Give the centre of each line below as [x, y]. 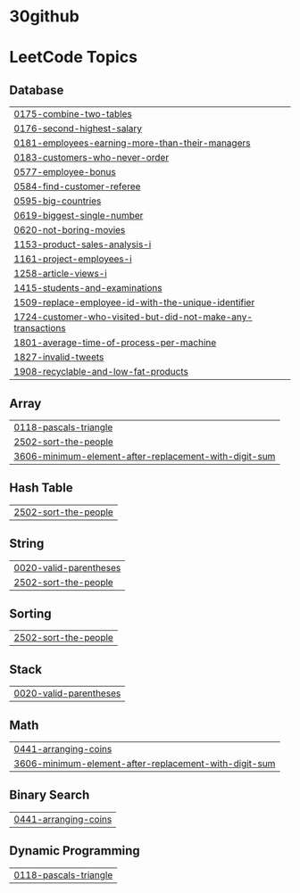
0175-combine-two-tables [73, 114]
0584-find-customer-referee [77, 186]
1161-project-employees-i [73, 259]
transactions [40, 328]
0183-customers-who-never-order [92, 158]
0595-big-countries [58, 201]
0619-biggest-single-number [79, 216]
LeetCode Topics [74, 58]
